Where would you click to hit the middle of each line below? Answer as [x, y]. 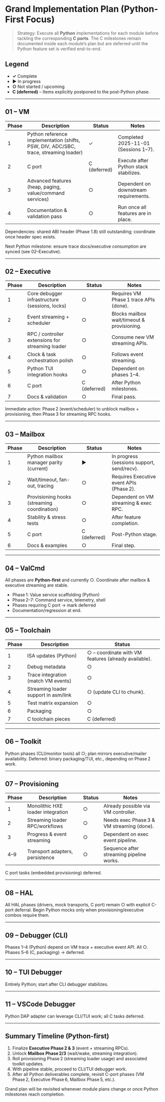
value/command [46, 193]
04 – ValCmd [25, 568]
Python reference [47, 134]
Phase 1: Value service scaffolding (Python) [56, 595]
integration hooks [47, 375]
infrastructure [43, 300]
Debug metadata [47, 667]
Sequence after [121, 848]
